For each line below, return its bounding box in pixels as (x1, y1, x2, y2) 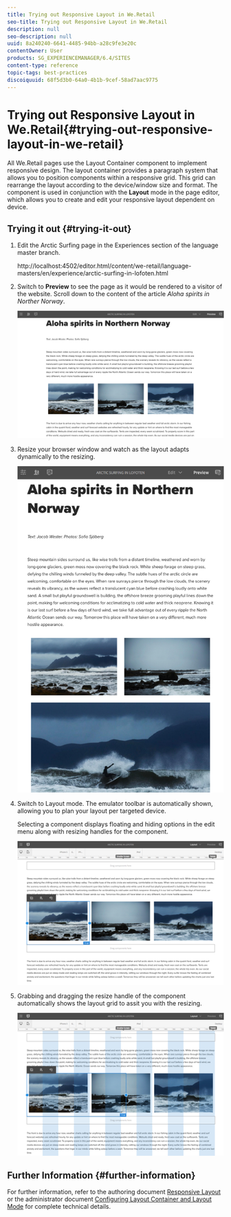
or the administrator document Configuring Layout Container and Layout (7, 1195, 212, 1203)
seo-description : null (7, 33, 72, 40)
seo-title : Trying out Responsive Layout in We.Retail (7, 18, 168, 25)
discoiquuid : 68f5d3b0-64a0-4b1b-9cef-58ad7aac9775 (7, 76, 158, 83)
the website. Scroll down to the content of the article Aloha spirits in (16, 290, 210, 298)
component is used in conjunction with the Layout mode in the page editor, (7, 188, 220, 196)
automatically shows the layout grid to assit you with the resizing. (16, 999, 202, 1008)
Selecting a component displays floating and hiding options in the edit (16, 820, 215, 828)
